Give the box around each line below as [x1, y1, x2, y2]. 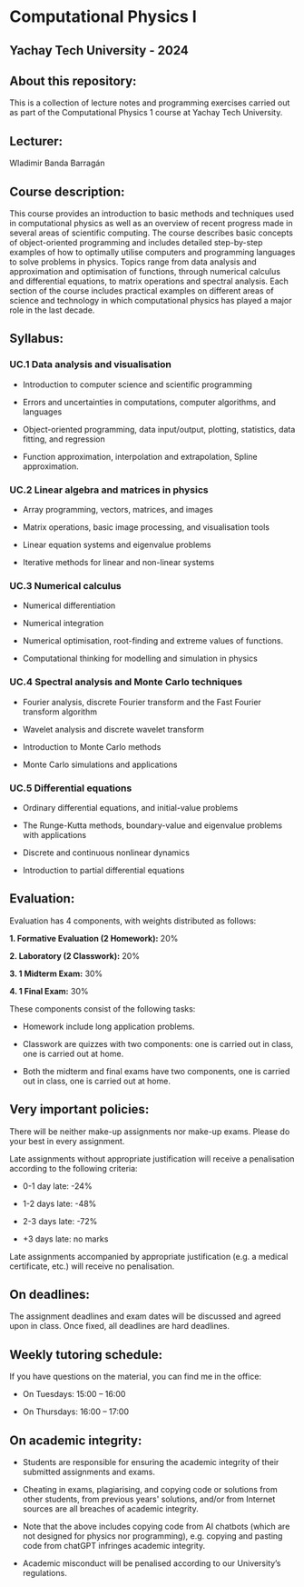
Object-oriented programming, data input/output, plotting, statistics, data [22, 424, 296, 434]
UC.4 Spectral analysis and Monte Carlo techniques [9, 675, 243, 688]
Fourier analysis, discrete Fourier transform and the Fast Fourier [22, 696, 261, 707]
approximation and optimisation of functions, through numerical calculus [9, 266, 281, 277]
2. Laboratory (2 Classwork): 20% [9, 950, 141, 961]
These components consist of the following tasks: [9, 1003, 196, 1014]
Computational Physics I [9, 6, 197, 27]
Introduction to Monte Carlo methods [22, 741, 162, 752]
